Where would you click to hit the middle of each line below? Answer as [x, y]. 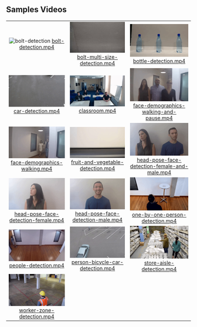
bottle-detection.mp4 [159, 61]
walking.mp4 [37, 169]
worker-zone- [37, 310]
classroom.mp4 [98, 111]
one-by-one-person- [159, 215]
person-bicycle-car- [97, 262]
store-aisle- [159, 263]
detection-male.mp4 [98, 220]
